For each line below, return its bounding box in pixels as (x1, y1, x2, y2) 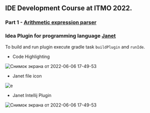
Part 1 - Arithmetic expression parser (5, 19, 96, 26)
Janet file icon (12, 72, 42, 79)
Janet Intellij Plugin (12, 92, 51, 98)
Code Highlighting (12, 53, 50, 59)
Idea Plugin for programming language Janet (5, 32, 116, 39)
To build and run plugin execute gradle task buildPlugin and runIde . (5, 43, 145, 49)
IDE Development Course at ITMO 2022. (5, 4, 132, 12)
